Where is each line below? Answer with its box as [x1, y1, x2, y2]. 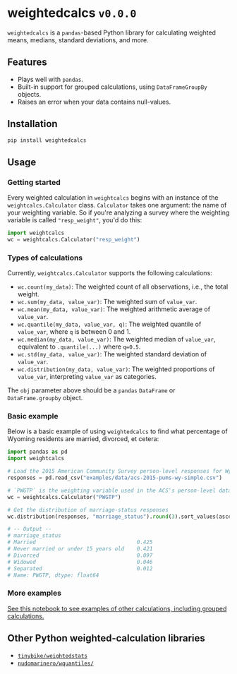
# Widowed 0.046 [7, 558, 153, 565]
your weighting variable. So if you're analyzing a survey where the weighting [7, 208, 230, 217]
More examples [7, 588, 62, 598]
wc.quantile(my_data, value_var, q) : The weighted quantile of [17, 320, 202, 329]
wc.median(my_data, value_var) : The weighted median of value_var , [17, 335, 216, 344]
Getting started [7, 177, 61, 187]
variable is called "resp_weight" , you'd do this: [7, 216, 142, 224]
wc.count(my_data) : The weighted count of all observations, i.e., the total [17, 282, 229, 291]
